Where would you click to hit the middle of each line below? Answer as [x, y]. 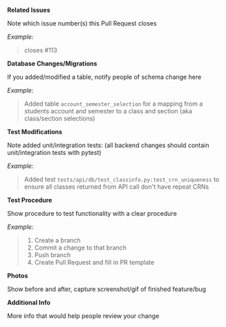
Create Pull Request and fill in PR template [94, 262]
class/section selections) [59, 118]
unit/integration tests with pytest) [54, 152]
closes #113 [40, 50]
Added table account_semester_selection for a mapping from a [113, 104]
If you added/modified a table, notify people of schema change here [104, 77]
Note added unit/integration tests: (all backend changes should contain [108, 145]
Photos [18, 275]
